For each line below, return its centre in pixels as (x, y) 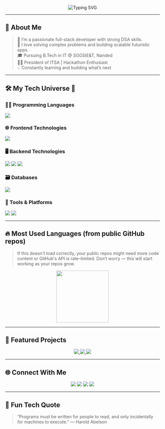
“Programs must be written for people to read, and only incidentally (85, 416)
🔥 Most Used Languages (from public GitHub (75, 234)
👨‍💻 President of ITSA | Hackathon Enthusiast (62, 62)
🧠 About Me (23, 28)
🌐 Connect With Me (36, 372)
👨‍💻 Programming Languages (40, 105)
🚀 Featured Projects (36, 340)
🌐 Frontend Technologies (36, 128)
